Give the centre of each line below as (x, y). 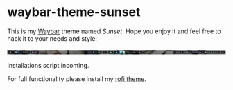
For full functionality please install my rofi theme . (77, 79)
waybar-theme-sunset (74, 12)
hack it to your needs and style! (52, 38)
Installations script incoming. (48, 65)
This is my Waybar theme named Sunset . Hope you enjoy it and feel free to (114, 31)
